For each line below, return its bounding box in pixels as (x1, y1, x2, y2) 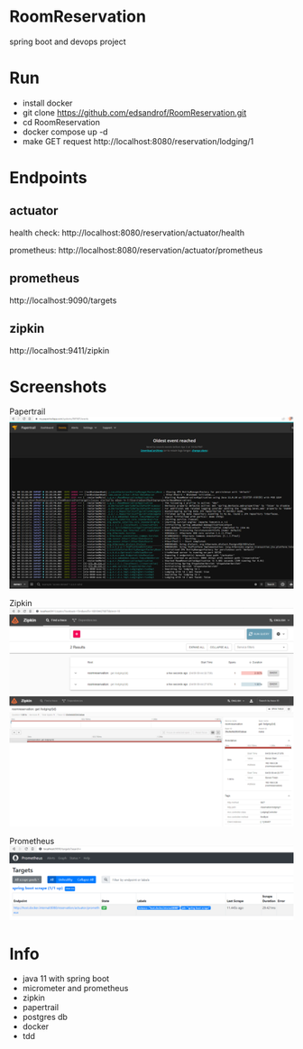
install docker (22, 97, 73, 108)
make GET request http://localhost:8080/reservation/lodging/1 (22, 135, 254, 146)
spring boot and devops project (9, 36, 126, 47)
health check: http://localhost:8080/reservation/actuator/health (9, 227, 245, 238)
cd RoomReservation (22, 116, 101, 127)
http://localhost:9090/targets (9, 295, 117, 306)
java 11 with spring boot (22, 973, 110, 984)
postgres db (22, 1012, 68, 1023)
